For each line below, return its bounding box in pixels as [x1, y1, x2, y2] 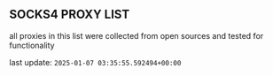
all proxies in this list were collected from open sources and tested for [9, 30, 264, 41]
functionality [9, 40, 55, 50]
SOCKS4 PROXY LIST [9, 7, 130, 22]
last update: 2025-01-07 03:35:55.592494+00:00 [9, 57, 182, 67]
